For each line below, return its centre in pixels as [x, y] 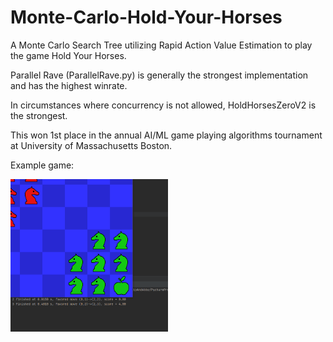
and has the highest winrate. [69, 85]
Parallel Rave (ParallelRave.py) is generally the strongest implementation [159, 75]
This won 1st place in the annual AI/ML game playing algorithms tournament [166, 135]
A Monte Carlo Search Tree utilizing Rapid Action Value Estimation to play [161, 45]
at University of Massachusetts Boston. [91, 145]
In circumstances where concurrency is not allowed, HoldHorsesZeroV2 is [163, 105]
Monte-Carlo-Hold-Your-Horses [146, 17]
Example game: [42, 165]
